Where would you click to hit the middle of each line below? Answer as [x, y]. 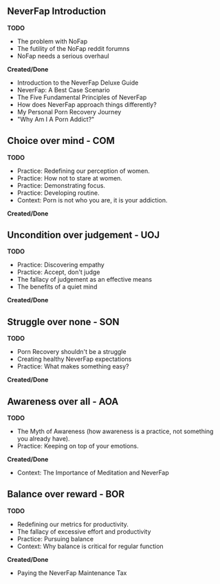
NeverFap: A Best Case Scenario [63, 90]
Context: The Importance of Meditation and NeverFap [93, 473]
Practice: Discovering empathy [60, 265]
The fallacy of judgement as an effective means [85, 280]
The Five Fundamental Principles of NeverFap [82, 97]
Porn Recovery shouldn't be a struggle [71, 352]
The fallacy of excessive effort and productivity [84, 531]
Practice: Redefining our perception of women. [83, 171]
